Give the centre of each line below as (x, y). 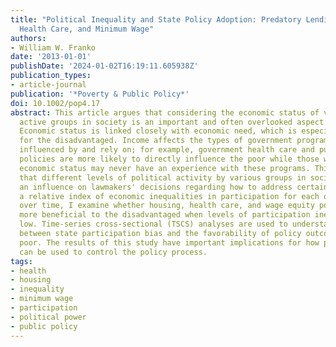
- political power (48, 317)
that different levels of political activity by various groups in (163, 177)
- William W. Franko (53, 47)
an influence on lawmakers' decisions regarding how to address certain (174, 187)
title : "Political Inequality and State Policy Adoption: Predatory (156, 19)
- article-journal (48, 85)
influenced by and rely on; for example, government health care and (167, 150)
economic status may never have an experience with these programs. (165, 168)
